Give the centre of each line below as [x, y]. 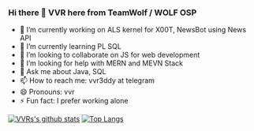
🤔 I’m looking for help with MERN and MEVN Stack [101, 63]
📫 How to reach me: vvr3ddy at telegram [87, 80]
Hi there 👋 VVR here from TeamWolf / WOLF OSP [103, 13]
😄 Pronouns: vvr [47, 92]
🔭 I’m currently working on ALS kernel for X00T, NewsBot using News [133, 30]
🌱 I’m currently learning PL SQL [71, 47]
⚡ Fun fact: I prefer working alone [74, 101]
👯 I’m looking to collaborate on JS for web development [110, 55]
